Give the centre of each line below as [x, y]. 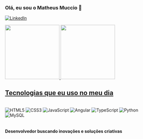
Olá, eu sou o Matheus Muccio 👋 [43, 8]
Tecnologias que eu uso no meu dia [59, 93]
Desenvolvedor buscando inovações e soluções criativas [64, 131]
